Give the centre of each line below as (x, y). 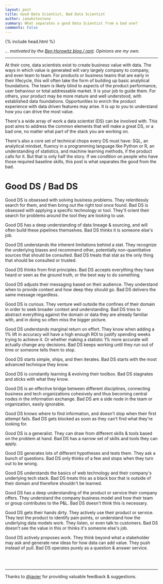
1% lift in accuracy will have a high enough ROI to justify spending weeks (78, 334)
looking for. (16, 424)
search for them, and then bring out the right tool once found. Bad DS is (77, 205)
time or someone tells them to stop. (41, 350)
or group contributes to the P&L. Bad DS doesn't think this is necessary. (76, 503)
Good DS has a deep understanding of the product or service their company (81, 493)
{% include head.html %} (30, 41)
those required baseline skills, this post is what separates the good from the (81, 162)
